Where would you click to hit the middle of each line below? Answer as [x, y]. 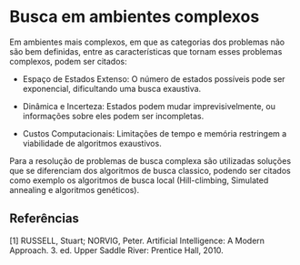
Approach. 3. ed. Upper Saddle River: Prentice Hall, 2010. [117, 250]
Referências [45, 219]
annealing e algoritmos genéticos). [74, 189]
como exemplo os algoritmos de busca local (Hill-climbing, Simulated [139, 180]
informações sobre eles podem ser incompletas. [113, 116]
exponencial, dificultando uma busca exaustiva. [112, 88]
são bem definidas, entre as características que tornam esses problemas [146, 51]
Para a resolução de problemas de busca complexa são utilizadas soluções [150, 160]
